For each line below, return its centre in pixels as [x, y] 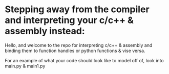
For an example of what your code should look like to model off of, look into [84, 60]
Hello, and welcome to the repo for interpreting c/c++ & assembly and [79, 45]
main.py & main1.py [25, 66]
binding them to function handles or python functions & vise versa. [75, 51]
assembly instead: [45, 31]
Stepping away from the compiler [77, 9]
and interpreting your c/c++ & [69, 20]
